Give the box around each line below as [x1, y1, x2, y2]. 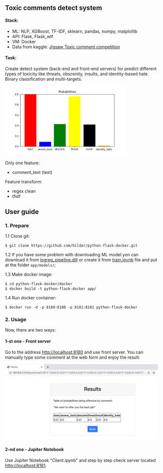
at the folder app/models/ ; [5, 262, 56, 268]
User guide [5, 208, 39, 216]
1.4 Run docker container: [5, 295, 57, 301]
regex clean [12, 188, 36, 194]
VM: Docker [12, 38, 36, 44]
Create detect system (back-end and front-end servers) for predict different [5, 66, 157, 71]
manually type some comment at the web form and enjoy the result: [5, 354, 141, 360]
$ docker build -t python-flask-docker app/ [5, 286, 97, 291]
